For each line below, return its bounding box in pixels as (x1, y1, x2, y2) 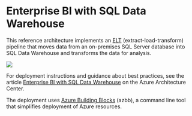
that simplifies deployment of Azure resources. (6, 103, 122, 110)
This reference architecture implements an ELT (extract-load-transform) (6, 36, 184, 44)
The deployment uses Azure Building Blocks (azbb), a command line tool (6, 96, 186, 103)
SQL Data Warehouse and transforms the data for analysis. (6, 49, 152, 56)
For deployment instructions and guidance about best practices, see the (6, 72, 185, 79)
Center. (6, 85, 25, 92)
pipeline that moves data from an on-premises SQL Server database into (6, 43, 185, 50)
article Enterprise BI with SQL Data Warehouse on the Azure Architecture (6, 78, 186, 86)
